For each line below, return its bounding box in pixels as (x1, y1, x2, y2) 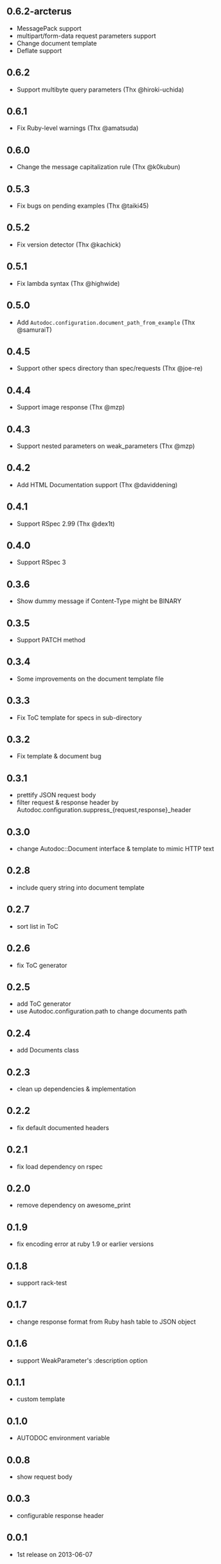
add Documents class (16, 1046, 79, 1055)
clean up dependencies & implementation (16, 1085, 137, 1093)
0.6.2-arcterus (6, 6, 72, 17)
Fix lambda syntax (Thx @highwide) (16, 279, 120, 287)
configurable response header (16, 1511, 104, 1519)
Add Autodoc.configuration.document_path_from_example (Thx (16, 318, 196, 326)
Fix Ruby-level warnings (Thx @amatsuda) (16, 124, 139, 132)
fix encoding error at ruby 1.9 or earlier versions (16, 1240, 154, 1248)
